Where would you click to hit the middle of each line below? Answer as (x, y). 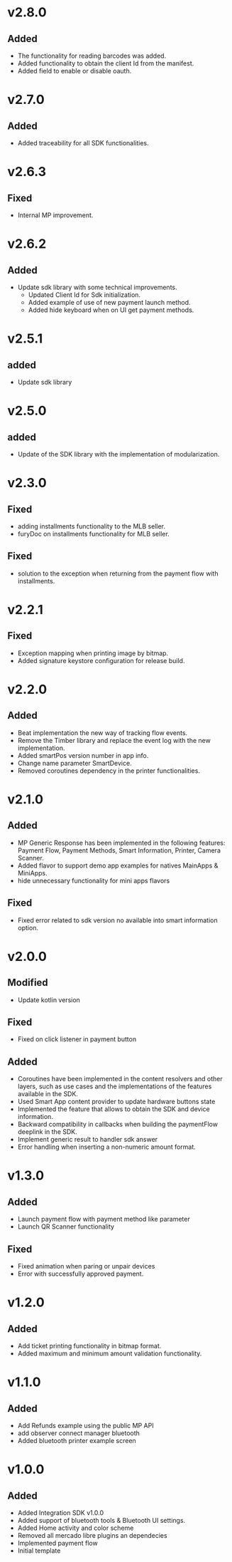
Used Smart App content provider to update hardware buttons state (116, 1102)
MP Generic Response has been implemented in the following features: (121, 843)
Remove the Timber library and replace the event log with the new (114, 740)
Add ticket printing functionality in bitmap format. (89, 1346)
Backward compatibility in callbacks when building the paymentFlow (118, 1124)
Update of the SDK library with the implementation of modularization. (118, 454)
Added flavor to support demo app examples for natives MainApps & (118, 865)
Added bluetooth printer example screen (77, 1441)
